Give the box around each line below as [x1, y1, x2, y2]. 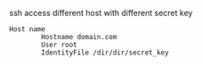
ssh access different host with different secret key [9, 8, 193, 18]
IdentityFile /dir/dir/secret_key [41, 48, 169, 57]
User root [41, 40, 77, 49]
